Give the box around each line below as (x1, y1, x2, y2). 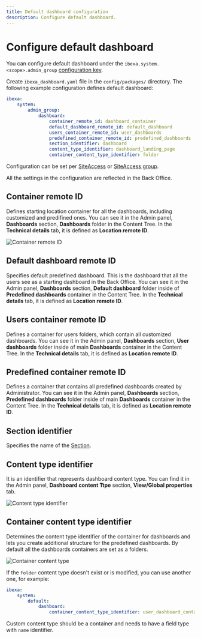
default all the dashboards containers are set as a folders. (6, 546, 148, 553)
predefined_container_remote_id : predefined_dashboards (48, 135, 191, 141)
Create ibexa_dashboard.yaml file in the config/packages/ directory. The (6, 78, 182, 85)
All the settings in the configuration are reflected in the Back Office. (6, 175, 172, 182)
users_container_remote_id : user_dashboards (48, 130, 162, 136)
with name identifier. (6, 627, 54, 634)
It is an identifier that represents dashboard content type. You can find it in (6, 475, 190, 482)
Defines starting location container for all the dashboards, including (6, 208, 172, 215)
